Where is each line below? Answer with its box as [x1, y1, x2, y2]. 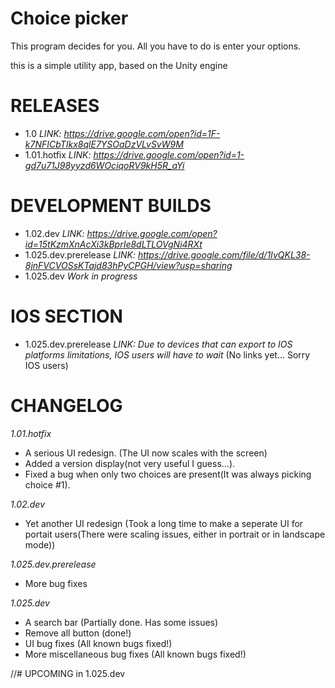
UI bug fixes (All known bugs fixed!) [24, 637, 173, 649]
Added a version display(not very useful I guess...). [24, 457, 236, 469]
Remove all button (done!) [24, 627, 132, 639]
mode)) [24, 538, 56, 551]
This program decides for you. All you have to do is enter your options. [10, 40, 302, 52]
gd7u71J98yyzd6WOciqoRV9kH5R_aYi [24, 159, 185, 171]
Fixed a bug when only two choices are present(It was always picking [24, 468, 312, 480]
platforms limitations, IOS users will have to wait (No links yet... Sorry [24, 348, 311, 361]
